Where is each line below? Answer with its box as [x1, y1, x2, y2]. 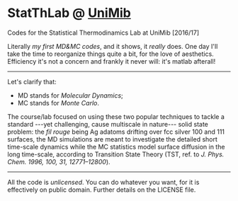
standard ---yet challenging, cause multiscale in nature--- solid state [7, 120, 209, 128]
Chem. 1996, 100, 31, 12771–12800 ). [7, 157, 111, 166]
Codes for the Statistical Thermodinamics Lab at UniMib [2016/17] [7, 28, 200, 37]
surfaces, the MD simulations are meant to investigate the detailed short [7, 134, 218, 143]
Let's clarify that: [7, 77, 57, 86]
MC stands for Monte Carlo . [17, 98, 99, 107]
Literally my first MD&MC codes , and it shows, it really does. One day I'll [7, 42, 218, 50]
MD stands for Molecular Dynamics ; [17, 91, 124, 100]
